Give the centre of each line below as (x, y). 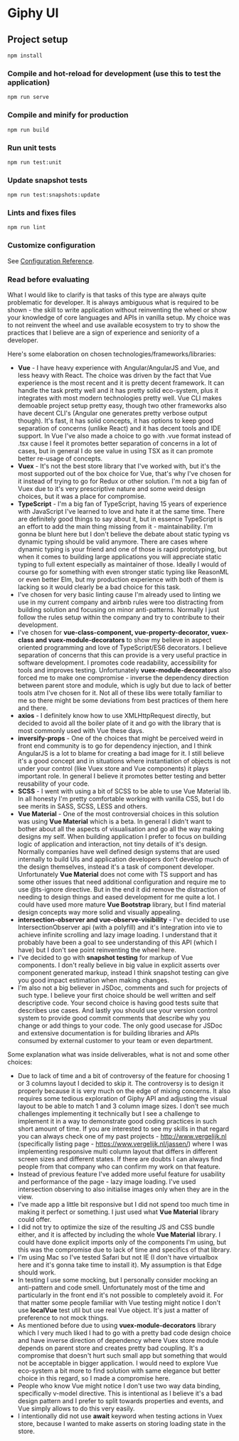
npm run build (28, 130)
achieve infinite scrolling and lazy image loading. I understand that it (117, 935)
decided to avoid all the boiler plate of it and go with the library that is (119, 723)
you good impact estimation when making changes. (93, 981)
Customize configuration (52, 246)
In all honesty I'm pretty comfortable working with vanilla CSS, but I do (121, 799)
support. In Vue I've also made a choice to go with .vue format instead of (124, 436)
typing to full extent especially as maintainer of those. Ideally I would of (122, 564)
